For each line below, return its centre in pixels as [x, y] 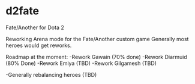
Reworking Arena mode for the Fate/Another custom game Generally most [97, 39]
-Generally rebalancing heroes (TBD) [51, 74]
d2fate [22, 11]
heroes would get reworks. [39, 45]
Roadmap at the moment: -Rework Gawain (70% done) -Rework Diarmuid [96, 57]
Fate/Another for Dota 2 [35, 27]
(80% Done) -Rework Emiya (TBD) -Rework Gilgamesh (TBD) [81, 63]
